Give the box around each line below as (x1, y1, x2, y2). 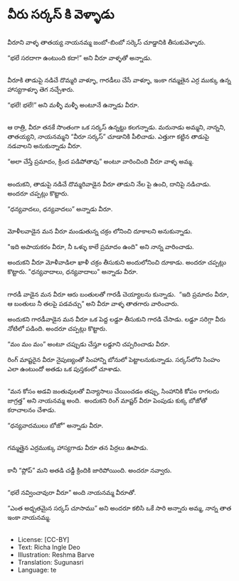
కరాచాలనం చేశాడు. (7, 405, 56, 414)
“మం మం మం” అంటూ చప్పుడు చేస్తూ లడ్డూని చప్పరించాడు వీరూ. (7, 339, 171, 348)
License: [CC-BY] (17, 535, 70, 544)
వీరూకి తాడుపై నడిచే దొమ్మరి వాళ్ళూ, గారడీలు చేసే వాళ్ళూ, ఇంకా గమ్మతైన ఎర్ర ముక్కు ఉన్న (7, 75, 231, 84)
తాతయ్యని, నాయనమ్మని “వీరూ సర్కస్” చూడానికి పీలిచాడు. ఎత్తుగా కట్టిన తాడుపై (7, 132, 210, 141)
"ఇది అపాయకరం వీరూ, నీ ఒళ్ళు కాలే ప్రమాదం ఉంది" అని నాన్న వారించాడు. (7, 242, 194, 251)
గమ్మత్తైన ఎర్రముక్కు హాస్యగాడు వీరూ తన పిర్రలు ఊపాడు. (7, 444, 149, 452)
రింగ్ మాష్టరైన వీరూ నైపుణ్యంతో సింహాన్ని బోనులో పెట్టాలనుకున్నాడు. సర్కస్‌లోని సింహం (7, 355, 221, 363)
